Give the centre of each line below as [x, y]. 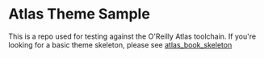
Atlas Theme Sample [80, 14]
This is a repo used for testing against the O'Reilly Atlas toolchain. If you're [132, 36]
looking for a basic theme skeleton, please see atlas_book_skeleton [120, 44]
